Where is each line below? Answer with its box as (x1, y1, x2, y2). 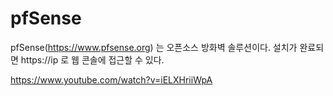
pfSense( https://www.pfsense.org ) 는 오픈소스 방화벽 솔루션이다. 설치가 (10, 41, 298, 53)
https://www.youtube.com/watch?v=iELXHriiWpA (10, 73, 213, 86)
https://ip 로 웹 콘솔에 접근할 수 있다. (20, 53, 165, 66)
